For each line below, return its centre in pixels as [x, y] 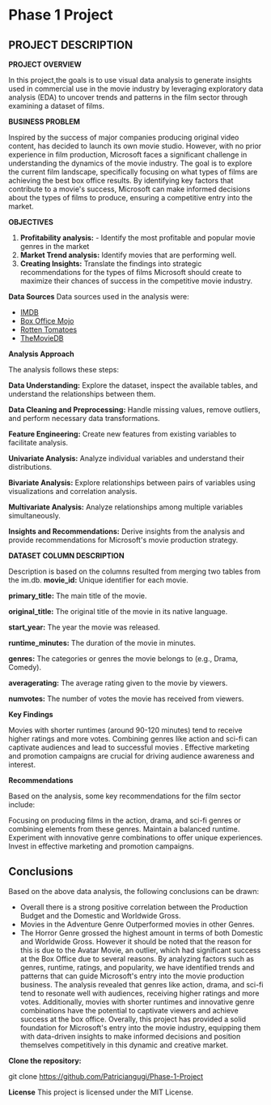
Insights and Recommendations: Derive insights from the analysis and [127, 531]
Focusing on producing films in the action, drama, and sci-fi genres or [125, 820]
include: [22, 804]
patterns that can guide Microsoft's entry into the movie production [132, 976]
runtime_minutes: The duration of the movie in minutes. [102, 643]
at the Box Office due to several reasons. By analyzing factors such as [137, 958]
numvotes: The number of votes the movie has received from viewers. [126, 699]
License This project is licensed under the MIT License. [101, 1092]
